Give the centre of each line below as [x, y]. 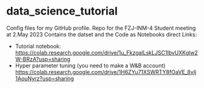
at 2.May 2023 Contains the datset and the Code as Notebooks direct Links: [102, 34]
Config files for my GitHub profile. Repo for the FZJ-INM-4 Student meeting [101, 28]
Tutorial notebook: [38, 46]
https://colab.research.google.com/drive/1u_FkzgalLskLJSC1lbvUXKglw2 [106, 52]
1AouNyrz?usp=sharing [44, 78]
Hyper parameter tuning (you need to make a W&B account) [90, 66]
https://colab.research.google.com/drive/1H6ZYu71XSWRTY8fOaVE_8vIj [106, 72]
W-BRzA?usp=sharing [43, 59]
